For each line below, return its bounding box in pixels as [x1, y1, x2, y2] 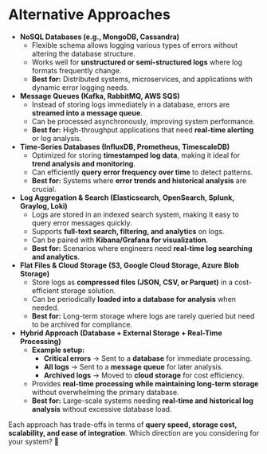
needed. [31, 303, 60, 312]
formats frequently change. [31, 65, 122, 75]
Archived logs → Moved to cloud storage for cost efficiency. [43, 370, 245, 380]
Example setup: [31, 345, 85, 354]
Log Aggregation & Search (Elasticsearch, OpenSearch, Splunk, [19, 193, 235, 202]
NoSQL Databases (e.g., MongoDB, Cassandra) [19, 32, 180, 41]
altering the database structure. [31, 49, 135, 58]
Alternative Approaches [8, 6, 171, 24]
